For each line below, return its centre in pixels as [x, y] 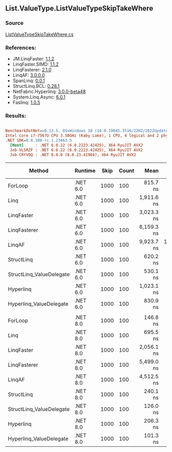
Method [39, 171]
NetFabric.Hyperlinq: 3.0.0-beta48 [49, 91]
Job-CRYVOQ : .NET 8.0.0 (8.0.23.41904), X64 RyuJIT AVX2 [73, 155]
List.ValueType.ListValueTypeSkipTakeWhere [79, 8]
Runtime [85, 171]
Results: [16, 116]
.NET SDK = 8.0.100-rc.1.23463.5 [39, 141]
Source [15, 23]
